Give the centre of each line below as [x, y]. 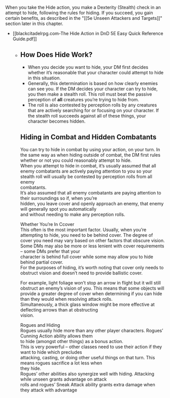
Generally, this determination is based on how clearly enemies [93, 83]
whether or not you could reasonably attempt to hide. [76, 160]
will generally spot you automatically [58, 209]
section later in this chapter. [34, 23]
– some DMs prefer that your [50, 251]
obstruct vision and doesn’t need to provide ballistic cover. [81, 273]
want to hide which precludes [51, 352]
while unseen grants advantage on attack [63, 379]
